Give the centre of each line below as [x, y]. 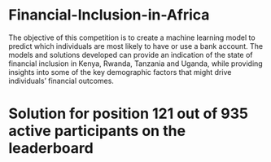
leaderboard [51, 149]
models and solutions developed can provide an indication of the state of [131, 55]
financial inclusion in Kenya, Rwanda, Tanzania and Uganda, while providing [135, 63]
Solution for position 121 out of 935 [129, 114]
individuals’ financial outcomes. [61, 81]
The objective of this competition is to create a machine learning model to [132, 37]
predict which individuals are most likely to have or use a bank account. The [135, 46]
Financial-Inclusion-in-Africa [109, 15]
